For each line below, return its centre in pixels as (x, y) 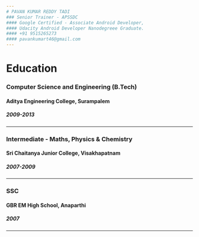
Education (32, 68)
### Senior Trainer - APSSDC (42, 17)
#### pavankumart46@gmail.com (44, 39)
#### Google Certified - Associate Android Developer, (75, 23)
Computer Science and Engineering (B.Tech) (72, 87)
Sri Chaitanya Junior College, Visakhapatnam (63, 153)
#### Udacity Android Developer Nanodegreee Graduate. (75, 28)
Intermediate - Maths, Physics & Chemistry (69, 139)
